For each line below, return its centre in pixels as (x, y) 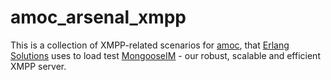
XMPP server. (38, 66)
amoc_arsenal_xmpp (98, 17)
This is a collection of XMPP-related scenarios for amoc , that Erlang (150, 45)
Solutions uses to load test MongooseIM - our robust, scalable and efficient (165, 55)
